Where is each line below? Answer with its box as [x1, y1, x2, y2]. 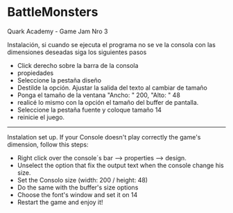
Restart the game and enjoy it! [17, 198, 103, 206]
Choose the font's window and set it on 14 [17, 190, 138, 198]
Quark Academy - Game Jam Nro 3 [7, 27, 108, 35]
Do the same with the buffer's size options [17, 183, 139, 191]
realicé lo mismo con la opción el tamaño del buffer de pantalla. [17, 98, 199, 106]
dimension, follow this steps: [7, 140, 89, 148]
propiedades [17, 69, 54, 77]
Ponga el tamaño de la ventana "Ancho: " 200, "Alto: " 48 [17, 91, 180, 99]
